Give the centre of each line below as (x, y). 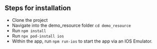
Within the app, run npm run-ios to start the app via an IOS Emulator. (82, 41)
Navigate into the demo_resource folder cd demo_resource (71, 25)
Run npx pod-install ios (38, 36)
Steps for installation (38, 8)
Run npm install (29, 30)
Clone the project (30, 20)
